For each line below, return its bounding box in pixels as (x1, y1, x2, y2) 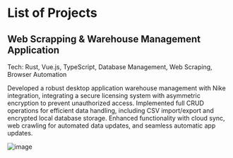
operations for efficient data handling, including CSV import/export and (7, 107, 214, 114)
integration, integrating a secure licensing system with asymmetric (7, 92, 201, 99)
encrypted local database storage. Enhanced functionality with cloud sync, (7, 114, 225, 122)
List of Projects (7, 5, 97, 21)
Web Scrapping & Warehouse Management (7, 33, 201, 45)
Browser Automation (7, 71, 67, 78)
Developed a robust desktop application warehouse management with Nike (7, 84, 226, 92)
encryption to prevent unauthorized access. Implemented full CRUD (7, 99, 205, 107)
